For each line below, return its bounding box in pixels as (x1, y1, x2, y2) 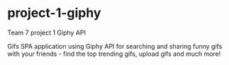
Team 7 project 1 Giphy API (7, 28, 86, 37)
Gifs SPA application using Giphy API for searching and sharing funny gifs (7, 42, 223, 50)
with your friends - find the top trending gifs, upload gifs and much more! (7, 49, 221, 58)
